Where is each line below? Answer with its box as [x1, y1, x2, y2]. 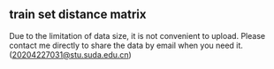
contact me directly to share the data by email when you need [9, 40, 234, 50]
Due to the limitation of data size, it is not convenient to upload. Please [9, 30, 266, 41]
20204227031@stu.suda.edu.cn [11, 49, 130, 60]
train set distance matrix [9, 7, 147, 22]
